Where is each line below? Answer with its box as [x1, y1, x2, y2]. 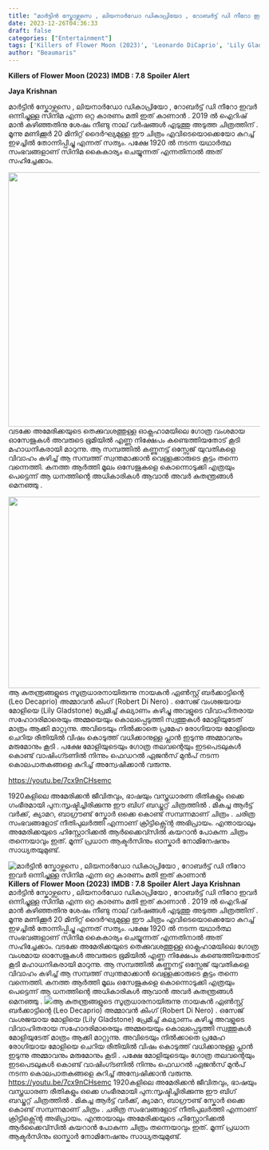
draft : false [8, 26, 52, 34]
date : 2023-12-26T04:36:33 [8, 19, 98, 27]
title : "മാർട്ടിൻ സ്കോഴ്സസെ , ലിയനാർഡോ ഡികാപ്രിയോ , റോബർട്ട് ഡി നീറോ [8, 11, 251, 20]
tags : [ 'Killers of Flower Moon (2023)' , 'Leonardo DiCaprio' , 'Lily [8, 42, 245, 50]
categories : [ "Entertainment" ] [8, 34, 113, 42]
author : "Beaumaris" [8, 49, 77, 57]
